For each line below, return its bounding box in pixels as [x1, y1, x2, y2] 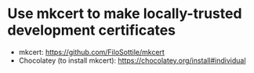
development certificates [7, 21, 176, 39]
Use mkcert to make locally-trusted [7, 5, 242, 23]
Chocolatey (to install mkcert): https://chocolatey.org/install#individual [18, 56, 246, 65]
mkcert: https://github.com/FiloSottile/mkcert [18, 47, 165, 57]
